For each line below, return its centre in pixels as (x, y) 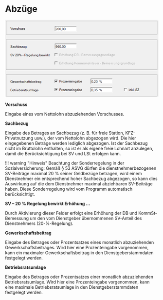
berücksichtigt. (20, 194)
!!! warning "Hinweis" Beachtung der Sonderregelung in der (65, 163)
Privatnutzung (19, 138)
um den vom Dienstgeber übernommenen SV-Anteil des (86, 219)
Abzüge (21, 9)
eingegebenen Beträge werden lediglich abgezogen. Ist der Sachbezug (76, 143)
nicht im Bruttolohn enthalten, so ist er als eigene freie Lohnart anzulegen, (79, 149)
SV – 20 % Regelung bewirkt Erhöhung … (48, 204)
